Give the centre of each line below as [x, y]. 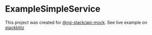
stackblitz [15, 27]
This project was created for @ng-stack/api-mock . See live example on [76, 22]
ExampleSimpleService [53, 9]
